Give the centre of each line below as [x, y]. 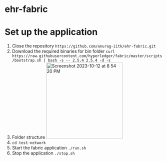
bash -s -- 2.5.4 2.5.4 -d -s [79, 60]
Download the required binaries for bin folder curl [63, 51]
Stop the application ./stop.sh [43, 153]
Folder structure [28, 137]
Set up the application [51, 32]
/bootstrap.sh [26, 60]
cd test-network [29, 143]
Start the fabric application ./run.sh [49, 148]
